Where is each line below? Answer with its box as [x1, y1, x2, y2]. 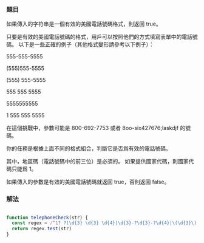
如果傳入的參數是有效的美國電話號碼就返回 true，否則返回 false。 [6, 178, 170, 186]
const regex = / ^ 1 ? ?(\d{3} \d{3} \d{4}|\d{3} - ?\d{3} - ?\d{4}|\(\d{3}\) [12, 220, 197, 226]
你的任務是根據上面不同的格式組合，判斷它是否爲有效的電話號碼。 [6, 145, 171, 152]
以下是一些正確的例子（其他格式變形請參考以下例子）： [18, 41, 154, 48]
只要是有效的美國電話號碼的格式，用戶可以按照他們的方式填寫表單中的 [6, 33, 182, 41]
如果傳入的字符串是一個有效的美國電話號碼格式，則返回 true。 [6, 20, 162, 28]
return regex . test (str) [12, 226, 72, 232]
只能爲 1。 [11, 165, 37, 173]
